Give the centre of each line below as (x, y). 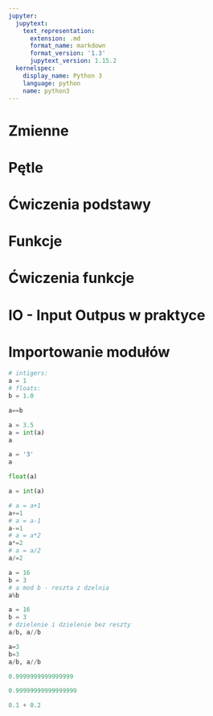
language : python (52, 83)
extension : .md (55, 38)
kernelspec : (36, 69)
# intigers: (28, 373)
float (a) (23, 477)
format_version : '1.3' (68, 53)
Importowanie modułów (89, 352)
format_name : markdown (68, 46)
